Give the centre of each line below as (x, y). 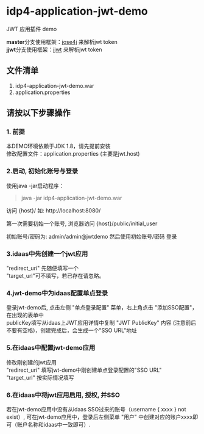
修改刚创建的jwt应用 (31, 362)
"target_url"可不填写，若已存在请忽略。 (55, 276)
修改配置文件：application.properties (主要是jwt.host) (73, 154)
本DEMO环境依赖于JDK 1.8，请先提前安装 (58, 146)
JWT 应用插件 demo (32, 29)
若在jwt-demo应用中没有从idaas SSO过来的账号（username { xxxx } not (97, 409)
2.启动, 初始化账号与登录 (42, 171)
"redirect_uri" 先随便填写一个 (43, 268)
